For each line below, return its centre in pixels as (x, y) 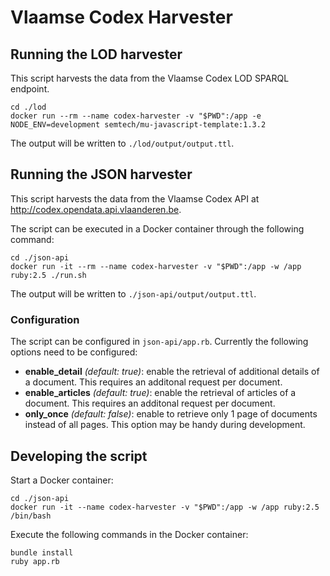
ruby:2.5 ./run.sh (48, 275)
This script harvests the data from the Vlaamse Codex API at (135, 198)
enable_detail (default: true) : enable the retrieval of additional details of (172, 372)
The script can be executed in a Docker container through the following (157, 228)
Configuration (45, 319)
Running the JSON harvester (101, 174)
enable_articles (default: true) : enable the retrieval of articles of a (160, 393)
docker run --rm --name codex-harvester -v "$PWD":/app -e (136, 116)
